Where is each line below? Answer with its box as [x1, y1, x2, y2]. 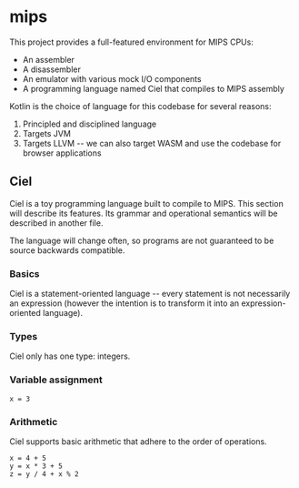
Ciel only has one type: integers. [9, 351, 131, 361]
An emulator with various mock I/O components [22, 73, 202, 84]
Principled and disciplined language [22, 118, 157, 129]
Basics [9, 267, 40, 280]
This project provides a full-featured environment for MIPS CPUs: [9, 36, 254, 47]
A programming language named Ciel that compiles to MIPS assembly [22, 83, 284, 94]
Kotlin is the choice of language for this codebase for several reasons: [9, 100, 272, 111]
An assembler [22, 54, 75, 65]
